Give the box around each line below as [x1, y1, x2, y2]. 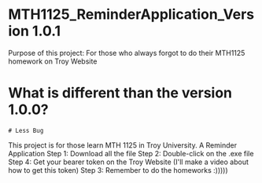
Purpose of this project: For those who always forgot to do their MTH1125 [8, 48, 245, 57]
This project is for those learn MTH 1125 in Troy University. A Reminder [8, 140, 238, 150]
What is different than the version [8, 84, 233, 102]
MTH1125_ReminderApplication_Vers [8, 5, 254, 24]
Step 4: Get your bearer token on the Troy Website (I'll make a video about [8, 157, 249, 167]
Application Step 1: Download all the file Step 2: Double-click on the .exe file [8, 148, 254, 158]
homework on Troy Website [8, 57, 98, 66]
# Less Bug [8, 126, 44, 134]
